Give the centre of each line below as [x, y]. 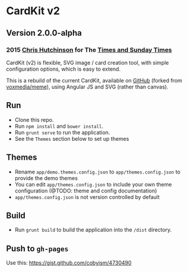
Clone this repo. [34, 119]
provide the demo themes [46, 178]
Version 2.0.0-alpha [44, 33]
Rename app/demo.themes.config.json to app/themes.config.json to [98, 172]
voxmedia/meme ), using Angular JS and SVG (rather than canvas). [87, 87]
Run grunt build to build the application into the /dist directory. [93, 230]
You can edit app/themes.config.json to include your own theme [93, 184]
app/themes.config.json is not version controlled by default [87, 197]
